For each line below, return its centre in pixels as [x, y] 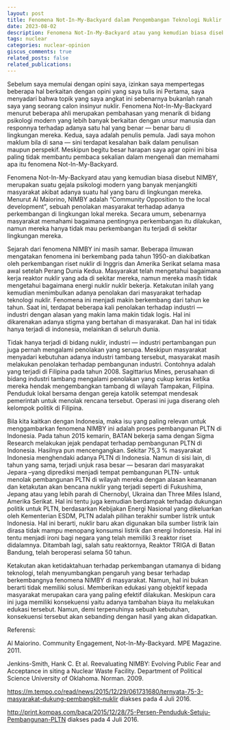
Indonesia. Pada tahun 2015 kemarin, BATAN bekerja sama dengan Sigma [111, 435]
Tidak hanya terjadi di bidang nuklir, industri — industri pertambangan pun [112, 342]
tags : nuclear [27, 39]
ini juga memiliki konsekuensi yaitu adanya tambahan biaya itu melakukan [111, 602]
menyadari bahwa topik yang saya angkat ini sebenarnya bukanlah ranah [110, 98]
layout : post [26, 13]
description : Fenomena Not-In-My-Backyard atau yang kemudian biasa [107, 33]
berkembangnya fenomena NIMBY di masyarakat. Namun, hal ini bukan [108, 580]
